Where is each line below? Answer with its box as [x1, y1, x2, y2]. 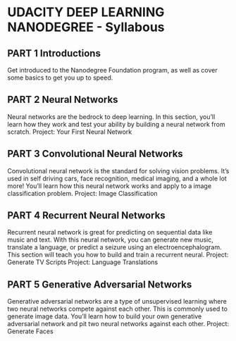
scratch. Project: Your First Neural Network [7, 128, 132, 136]
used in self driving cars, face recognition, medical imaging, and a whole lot [7, 174, 227, 182]
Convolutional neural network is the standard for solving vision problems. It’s [7, 166, 230, 175]
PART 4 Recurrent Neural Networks [7, 209, 166, 222]
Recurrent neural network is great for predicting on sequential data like [7, 228, 213, 237]
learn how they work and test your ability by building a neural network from [7, 120, 225, 128]
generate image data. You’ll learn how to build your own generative [7, 312, 202, 321]
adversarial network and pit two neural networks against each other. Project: [7, 320, 230, 328]
